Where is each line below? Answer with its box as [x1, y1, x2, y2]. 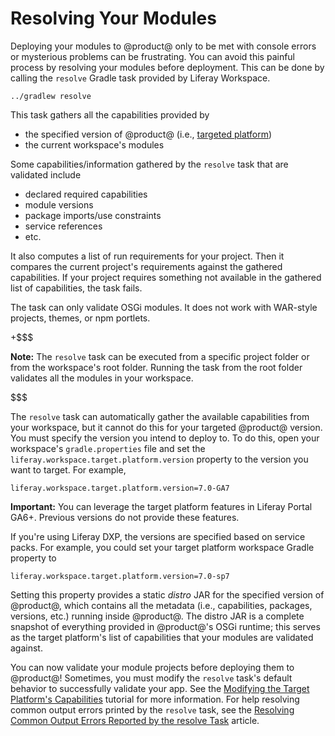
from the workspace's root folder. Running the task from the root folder [10, 361, 303, 373]
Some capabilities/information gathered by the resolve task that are [10, 158, 289, 170]
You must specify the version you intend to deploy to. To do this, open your [10, 432, 320, 444]
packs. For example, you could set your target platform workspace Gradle [10, 541, 315, 553]
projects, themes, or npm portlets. [10, 312, 151, 324]
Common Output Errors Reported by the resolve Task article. [10, 714, 260, 726]
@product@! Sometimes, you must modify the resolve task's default [10, 672, 293, 684]
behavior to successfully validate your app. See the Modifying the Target [10, 682, 310, 694]
